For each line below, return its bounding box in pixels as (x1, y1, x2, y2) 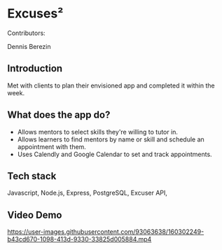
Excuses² (7, 6, 64, 22)
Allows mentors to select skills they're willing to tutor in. (17, 127, 179, 136)
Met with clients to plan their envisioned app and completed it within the (7, 81, 215, 90)
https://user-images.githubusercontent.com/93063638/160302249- (7, 228, 204, 236)
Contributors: (7, 29, 46, 37)
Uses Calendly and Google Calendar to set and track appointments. (17, 150, 212, 158)
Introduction (7, 62, 63, 75)
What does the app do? (7, 109, 111, 121)
